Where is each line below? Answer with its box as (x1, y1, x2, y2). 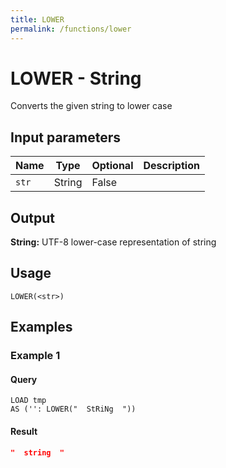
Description (143, 159, 200, 173)
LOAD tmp (10, 396, 47, 406)
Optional (91, 159, 134, 173)
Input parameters (10, 129, 122, 146)
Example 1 (10, 349, 61, 363)
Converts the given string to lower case (10, 100, 173, 112)
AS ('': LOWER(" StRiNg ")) (10, 404, 137, 415)
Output (10, 209, 55, 226)
